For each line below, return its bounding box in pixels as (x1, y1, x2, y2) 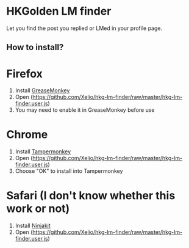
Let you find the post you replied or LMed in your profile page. (6, 24, 163, 32)
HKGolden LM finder (6, 4, 112, 18)
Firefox (6, 67, 43, 81)
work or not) (6, 202, 70, 216)
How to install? (6, 42, 64, 53)
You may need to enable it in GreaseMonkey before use (15, 106, 155, 114)
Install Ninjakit (15, 222, 51, 230)
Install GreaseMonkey (15, 87, 70, 94)
